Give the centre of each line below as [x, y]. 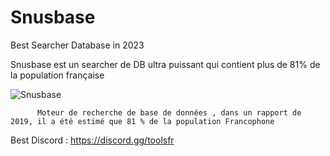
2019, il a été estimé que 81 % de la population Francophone [142, 121]
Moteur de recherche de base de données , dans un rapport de [169, 112]
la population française [57, 75]
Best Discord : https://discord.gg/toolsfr [92, 140]
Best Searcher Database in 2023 [77, 45]
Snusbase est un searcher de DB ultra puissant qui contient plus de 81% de [165, 64]
